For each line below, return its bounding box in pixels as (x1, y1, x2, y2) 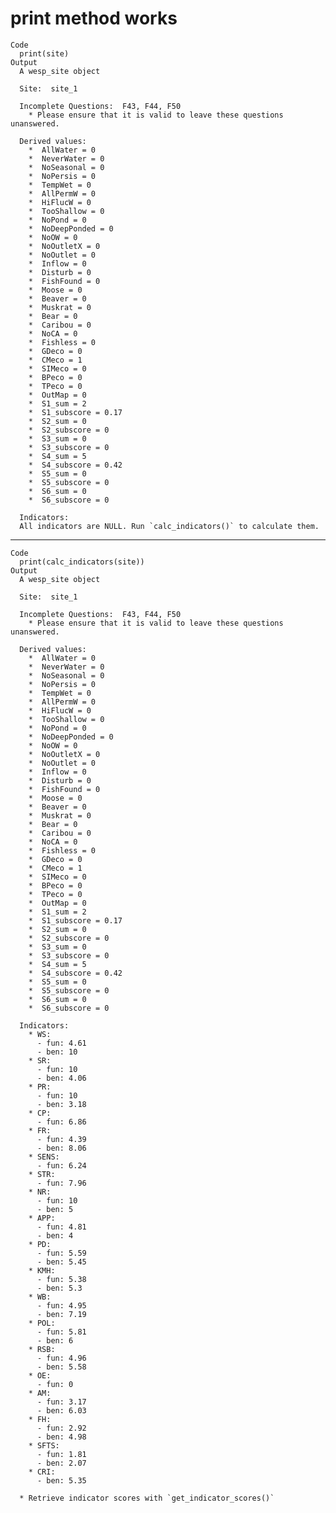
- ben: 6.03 (36, 1405, 87, 1416)
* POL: (28, 1318, 56, 1328)
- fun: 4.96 (36, 1353, 87, 1363)
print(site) (19, 48, 70, 59)
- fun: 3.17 (36, 1397, 87, 1407)
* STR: (28, 1169, 56, 1179)
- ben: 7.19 (36, 1309, 87, 1319)
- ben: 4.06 (36, 1073, 87, 1083)
